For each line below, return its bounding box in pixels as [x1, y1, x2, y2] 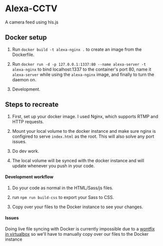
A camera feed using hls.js [5, 19, 59, 25]
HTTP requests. [12, 119, 44, 124]
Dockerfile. [12, 51, 35, 57]
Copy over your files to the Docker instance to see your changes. [12, 204, 143, 210]
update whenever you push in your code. [12, 163, 95, 169]
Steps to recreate [5, 100, 59, 109]
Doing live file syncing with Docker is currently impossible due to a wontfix [5, 226, 155, 232]
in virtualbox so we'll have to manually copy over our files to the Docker [5, 231, 149, 237]
